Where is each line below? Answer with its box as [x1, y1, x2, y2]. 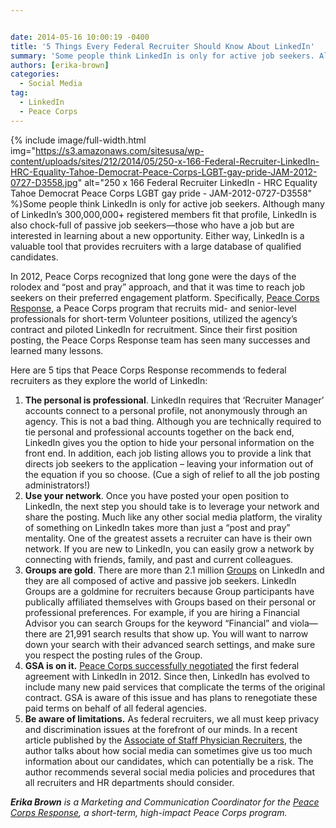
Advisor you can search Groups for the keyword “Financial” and [24, 617, 288, 629]
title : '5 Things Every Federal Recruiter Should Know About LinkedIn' [10, 41, 315, 51]
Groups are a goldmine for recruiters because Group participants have [24, 585, 315, 597]
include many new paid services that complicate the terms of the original [24, 681, 326, 693]
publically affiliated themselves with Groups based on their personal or [24, 596, 317, 608]
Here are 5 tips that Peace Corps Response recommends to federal [10, 364, 287, 376]
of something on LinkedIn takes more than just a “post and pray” [24, 521, 291, 533]
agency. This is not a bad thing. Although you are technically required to [24, 415, 322, 427]
